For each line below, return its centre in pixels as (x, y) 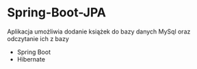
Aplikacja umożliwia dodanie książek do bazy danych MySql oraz (99, 31)
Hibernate (31, 59)
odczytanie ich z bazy (38, 38)
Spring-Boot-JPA (56, 13)
